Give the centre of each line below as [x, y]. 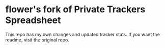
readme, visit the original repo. [37, 40]
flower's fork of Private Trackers [75, 9]
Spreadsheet [33, 20]
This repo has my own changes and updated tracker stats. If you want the [83, 34]
